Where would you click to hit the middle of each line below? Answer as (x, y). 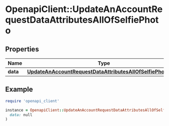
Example (19, 90)
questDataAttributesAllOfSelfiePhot (82, 20)
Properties (22, 49)
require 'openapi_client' (32, 101)
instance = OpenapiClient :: (35, 110)
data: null (21, 115)
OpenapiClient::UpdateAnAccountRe (84, 9)
